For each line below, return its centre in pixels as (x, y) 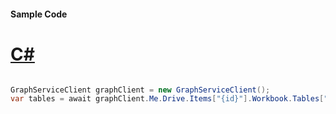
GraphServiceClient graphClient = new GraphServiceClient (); (140, 90)
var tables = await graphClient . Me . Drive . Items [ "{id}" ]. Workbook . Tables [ (167, 99)
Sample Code (39, 14)
